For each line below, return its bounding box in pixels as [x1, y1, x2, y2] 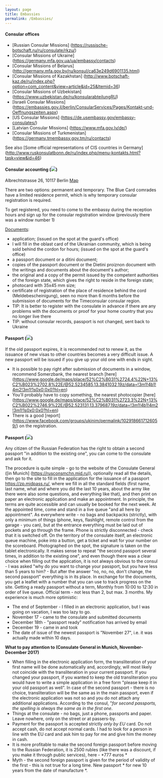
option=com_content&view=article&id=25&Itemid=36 [12, 83, 119, 89]
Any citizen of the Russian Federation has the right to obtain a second [5, 446, 145, 452]
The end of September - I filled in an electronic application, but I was [12, 604, 150, 610]
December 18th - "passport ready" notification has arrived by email [12, 619, 147, 625]
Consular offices [5, 31, 40, 37]
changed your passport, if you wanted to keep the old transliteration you [12, 674, 157, 680]
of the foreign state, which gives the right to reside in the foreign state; [12, 277, 154, 283]
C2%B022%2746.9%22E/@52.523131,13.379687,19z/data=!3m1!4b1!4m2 [12, 402, 158, 408]
